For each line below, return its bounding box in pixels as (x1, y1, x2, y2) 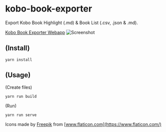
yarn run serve (5, 112, 37, 117)
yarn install (5, 57, 32, 62)
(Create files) (5, 84, 32, 90)
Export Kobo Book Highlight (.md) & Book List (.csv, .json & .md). (5, 20, 138, 26)
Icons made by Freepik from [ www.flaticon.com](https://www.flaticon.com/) (5, 121, 161, 127)
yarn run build (5, 94, 37, 99)
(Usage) (5, 71, 31, 79)
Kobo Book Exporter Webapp (5, 29, 65, 35)
